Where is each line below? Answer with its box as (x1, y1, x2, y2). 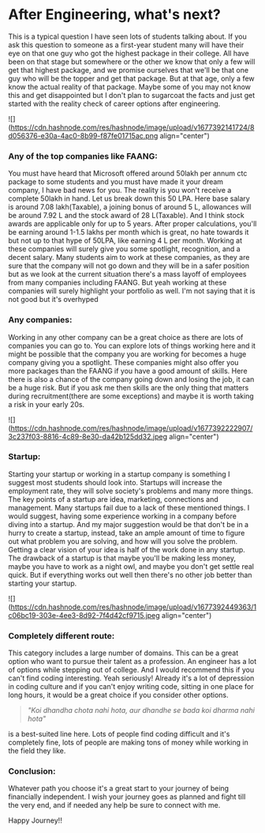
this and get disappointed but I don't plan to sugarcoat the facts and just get (8, 90, 256, 100)
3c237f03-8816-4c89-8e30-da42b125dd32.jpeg (8, 432, 168, 441)
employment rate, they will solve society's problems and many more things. (8, 486, 254, 496)
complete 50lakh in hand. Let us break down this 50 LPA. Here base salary (8, 194, 250, 203)
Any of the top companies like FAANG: (8, 150, 158, 161)
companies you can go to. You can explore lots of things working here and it (8, 341, 256, 350)
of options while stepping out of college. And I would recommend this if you (8, 665, 255, 675)
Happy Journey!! (8, 816, 63, 825)
